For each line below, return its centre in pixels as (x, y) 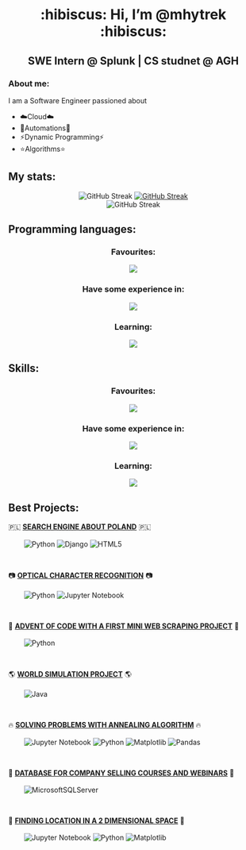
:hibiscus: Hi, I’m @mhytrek (133, 15)
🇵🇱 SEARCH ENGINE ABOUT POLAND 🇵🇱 (80, 527)
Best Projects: (44, 507)
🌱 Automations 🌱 (45, 128)
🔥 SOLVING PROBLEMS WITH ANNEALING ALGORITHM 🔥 (105, 725)
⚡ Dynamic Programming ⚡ (62, 137)
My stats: (32, 177)
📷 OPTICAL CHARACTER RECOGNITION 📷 (81, 576)
